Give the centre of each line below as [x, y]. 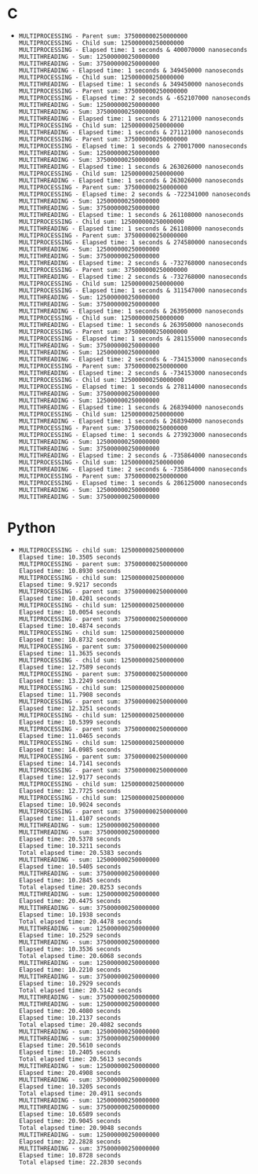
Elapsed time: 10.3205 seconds [70, 1086]
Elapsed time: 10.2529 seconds [70, 935]
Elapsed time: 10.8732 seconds [70, 640]
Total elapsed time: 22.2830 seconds [80, 1162]
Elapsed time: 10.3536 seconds [70, 949]
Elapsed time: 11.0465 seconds [70, 736]
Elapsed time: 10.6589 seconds [70, 1114]
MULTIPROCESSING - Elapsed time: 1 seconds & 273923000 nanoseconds [133, 435]
